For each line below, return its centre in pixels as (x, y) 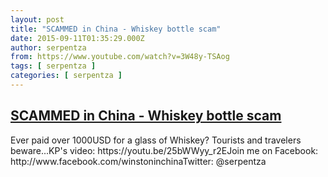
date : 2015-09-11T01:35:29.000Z (77, 38)
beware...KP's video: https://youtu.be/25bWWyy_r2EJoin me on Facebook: (164, 150)
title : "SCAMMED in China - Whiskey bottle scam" (116, 29)
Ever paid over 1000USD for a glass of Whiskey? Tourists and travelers (156, 140)
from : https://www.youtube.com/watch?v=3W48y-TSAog (120, 57)
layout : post (37, 19)
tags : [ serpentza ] (53, 66)
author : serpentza (48, 47)
